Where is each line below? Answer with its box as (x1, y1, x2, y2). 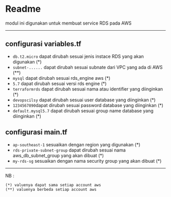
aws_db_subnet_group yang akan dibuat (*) (12, 152, 104, 159)
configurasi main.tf (5, 128, 68, 137)
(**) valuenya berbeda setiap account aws (5, 187, 97, 192)
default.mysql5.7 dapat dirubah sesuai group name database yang (12, 107, 154, 114)
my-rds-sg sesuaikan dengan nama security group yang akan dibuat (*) (12, 158, 162, 164)
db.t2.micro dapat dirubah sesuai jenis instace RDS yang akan (12, 53, 144, 59)
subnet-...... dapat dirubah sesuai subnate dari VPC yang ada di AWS (12, 64, 163, 70)
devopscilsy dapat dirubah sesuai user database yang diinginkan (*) (12, 97, 156, 103)
